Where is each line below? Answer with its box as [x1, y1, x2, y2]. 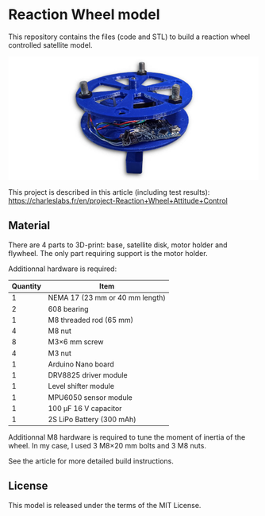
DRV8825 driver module [48, 371, 129, 380]
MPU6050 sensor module [48, 392, 133, 402]
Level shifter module [48, 382, 115, 391]
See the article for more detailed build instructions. [8, 456, 175, 466]
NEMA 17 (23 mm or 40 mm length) [48, 293, 167, 303]
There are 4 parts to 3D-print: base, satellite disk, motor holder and [8, 240, 228, 250]
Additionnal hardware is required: [8, 264, 117, 274]
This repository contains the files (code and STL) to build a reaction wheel [8, 32, 251, 41]
